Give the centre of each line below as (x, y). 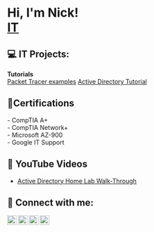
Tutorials (20, 74)
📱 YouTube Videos (48, 164)
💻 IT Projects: (38, 54)
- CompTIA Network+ (38, 127)
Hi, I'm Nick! (43, 13)
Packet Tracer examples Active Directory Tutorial (77, 82)
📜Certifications (41, 103)
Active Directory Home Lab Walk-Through (77, 181)
